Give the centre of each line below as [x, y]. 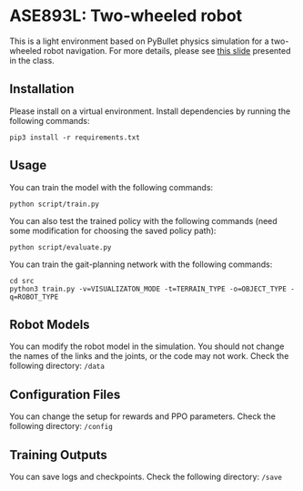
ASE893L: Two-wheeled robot [126, 16]
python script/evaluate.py [61, 247]
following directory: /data [57, 366]
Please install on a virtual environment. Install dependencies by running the [150, 111]
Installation [42, 89]
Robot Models [50, 324]
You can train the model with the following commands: [111, 187]
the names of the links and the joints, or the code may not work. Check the [149, 356]
